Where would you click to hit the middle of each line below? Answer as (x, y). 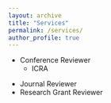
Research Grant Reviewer (61, 93)
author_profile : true (44, 38)
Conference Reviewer (55, 60)
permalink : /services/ (46, 30)
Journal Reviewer (48, 84)
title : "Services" (38, 23)
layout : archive (35, 15)
